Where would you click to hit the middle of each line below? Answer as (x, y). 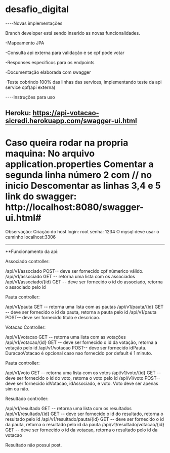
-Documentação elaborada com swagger (48, 72)
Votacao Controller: (26, 327)
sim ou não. (17, 389)
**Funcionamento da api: (32, 251)
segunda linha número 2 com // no (79, 175)
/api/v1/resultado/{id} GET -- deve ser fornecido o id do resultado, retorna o (84, 414)
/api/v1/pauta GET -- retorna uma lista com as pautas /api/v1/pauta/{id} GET (84, 307)
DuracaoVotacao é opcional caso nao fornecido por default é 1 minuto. (79, 353)
